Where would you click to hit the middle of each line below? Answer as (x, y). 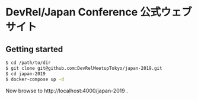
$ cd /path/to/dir (28, 63)
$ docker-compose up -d (35, 79)
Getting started (34, 49)
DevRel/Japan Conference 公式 (83, 12)
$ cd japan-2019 (25, 74)
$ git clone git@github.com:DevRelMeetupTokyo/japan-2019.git (84, 68)
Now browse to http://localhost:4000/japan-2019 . (67, 91)
